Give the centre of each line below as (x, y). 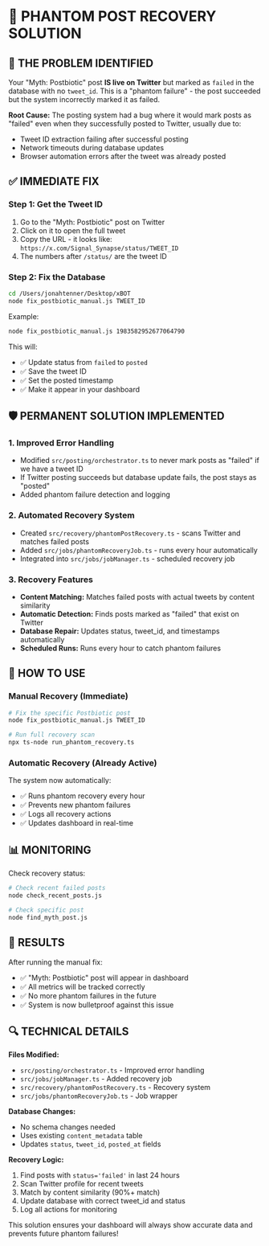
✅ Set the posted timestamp (67, 380)
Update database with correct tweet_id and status (103, 1201)
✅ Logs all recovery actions (65, 814)
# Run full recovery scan (51, 735)
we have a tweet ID (52, 469)
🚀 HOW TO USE (47, 673)
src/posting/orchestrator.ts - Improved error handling (112, 1070)
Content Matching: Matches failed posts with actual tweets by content (137, 596)
